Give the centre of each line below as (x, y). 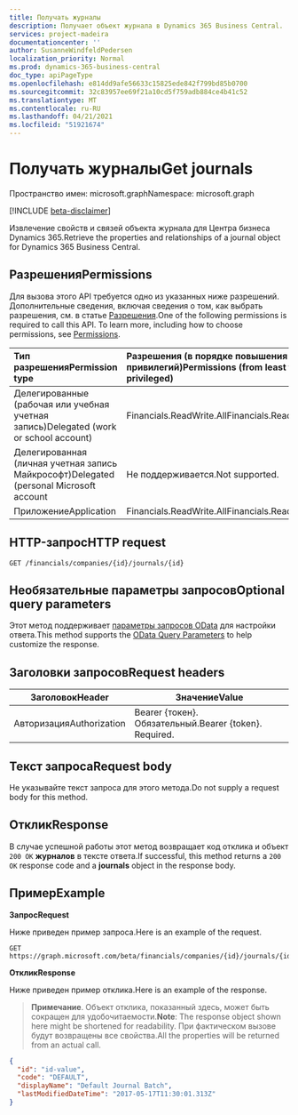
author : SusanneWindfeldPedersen (71, 51)
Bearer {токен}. (166, 712)
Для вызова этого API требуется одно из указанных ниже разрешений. (144, 296)
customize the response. (55, 645)
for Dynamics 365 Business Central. (75, 246)
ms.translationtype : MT (53, 100)
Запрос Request (39, 914)
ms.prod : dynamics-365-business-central (85, 68)
